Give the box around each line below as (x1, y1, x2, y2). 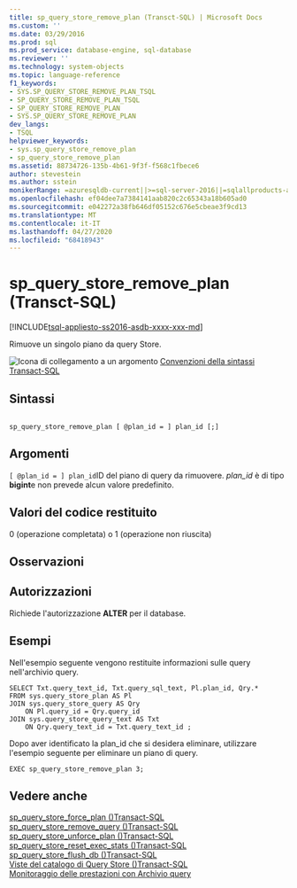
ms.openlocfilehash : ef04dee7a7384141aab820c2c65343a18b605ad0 (9, 194, 247, 204)
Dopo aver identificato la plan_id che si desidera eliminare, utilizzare (9, 737, 257, 749)
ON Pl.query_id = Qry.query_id (25, 706, 141, 716)
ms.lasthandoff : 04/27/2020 (9, 227, 113, 236)
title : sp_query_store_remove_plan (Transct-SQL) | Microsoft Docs (9, 12, 263, 22)
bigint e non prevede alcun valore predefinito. (9, 479, 174, 490)
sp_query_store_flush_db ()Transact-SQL (9, 850, 157, 861)
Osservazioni (9, 555, 85, 570)
